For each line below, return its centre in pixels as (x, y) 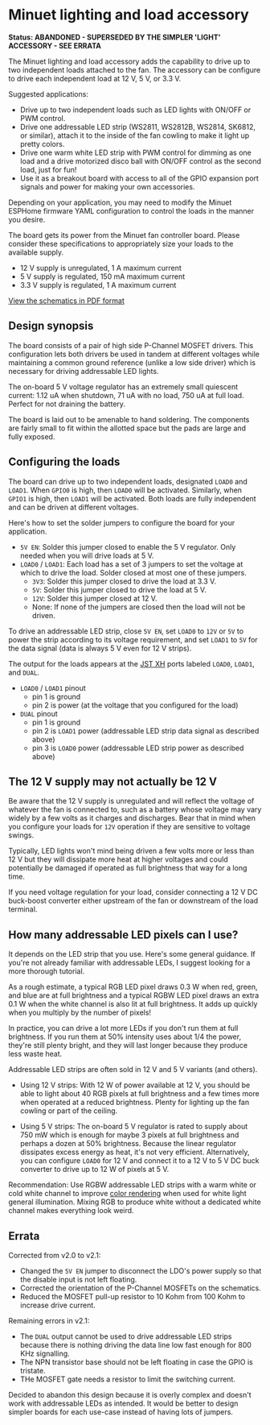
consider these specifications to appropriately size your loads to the (121, 243)
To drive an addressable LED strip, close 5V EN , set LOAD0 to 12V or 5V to (126, 631)
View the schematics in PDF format (66, 301)
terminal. (23, 909)
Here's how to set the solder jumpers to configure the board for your (122, 522)
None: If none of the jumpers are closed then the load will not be (139, 607)
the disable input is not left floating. (78, 1280)
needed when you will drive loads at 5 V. (87, 555)
